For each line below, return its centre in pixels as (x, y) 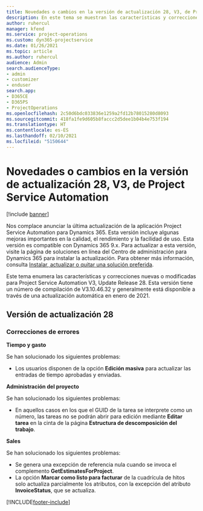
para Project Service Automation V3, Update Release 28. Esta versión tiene (100, 282)
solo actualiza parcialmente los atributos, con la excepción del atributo (103, 484)
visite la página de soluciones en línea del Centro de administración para (97, 252)
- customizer (23, 79)
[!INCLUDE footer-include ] (38, 502)
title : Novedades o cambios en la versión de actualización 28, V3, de (98, 12)
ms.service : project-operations (47, 35)
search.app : (21, 91)
